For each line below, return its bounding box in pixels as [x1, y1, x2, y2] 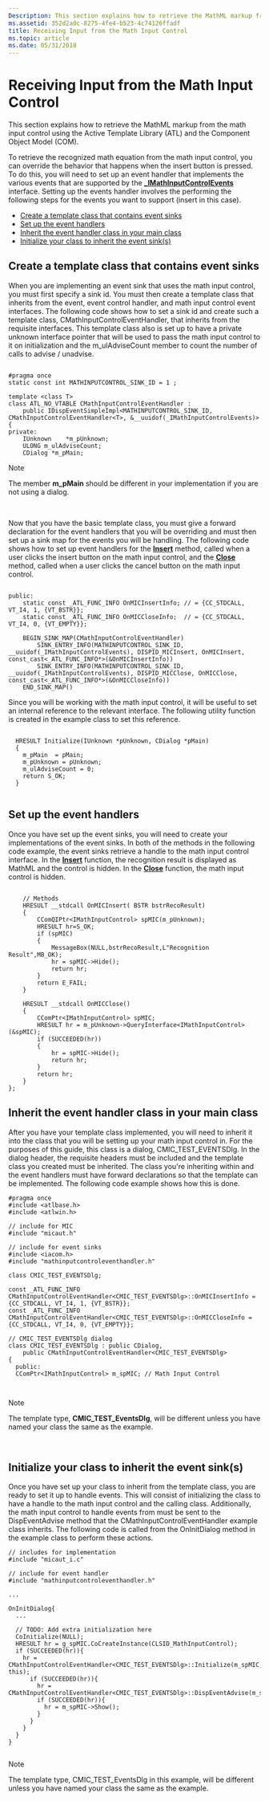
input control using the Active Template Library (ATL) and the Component [8, 128, 251, 138]
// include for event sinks [8, 1243, 102, 1251]
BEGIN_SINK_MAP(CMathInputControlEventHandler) [22, 634, 184, 642]
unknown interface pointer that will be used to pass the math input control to [8, 332, 261, 341]
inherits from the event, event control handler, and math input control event [8, 298, 256, 308]
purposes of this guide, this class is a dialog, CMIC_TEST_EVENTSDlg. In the [8, 1144, 260, 1154]
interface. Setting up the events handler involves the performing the [8, 186, 232, 197]
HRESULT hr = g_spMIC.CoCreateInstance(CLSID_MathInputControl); [15, 1640, 239, 1648]
